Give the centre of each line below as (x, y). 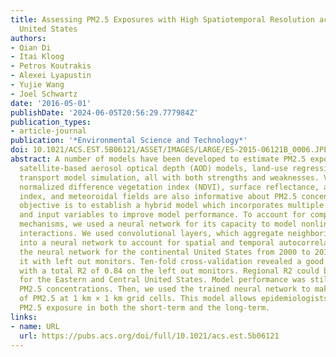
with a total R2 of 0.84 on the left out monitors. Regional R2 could (169, 271)
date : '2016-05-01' (51, 103)
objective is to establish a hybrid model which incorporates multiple (172, 206)
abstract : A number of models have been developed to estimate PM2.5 (158, 159)
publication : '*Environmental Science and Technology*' (129, 141)
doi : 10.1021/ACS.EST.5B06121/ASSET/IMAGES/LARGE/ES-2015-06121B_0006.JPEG (171, 150)
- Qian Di (31, 47)
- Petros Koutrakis (51, 66)
